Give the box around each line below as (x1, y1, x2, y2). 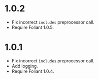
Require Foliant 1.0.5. (11, 24, 54, 30)
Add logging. (11, 63, 38, 69)
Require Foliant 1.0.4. (11, 68, 55, 74)
